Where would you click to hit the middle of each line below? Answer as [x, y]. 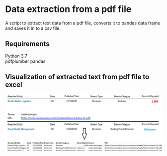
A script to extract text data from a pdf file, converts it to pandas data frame [83, 23]
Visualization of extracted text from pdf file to [77, 77]
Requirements [27, 44]
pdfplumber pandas [25, 61]
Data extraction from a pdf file [68, 9]
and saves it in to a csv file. [33, 28]
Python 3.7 [16, 56]
